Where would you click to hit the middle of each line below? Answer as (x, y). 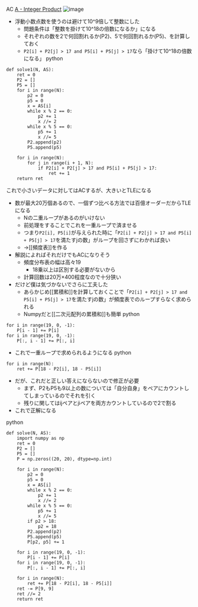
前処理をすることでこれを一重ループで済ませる (80, 225)
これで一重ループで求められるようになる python (73, 352)
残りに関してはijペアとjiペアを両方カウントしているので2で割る (100, 403)
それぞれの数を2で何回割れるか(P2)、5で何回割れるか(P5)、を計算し (107, 36)
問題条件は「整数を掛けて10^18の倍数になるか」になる (90, 29)
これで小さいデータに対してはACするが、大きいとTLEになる (79, 190)
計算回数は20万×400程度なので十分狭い (72, 277)
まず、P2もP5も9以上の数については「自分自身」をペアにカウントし (106, 388)
